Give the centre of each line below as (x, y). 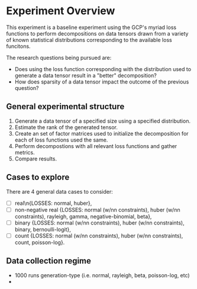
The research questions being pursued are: (59, 57)
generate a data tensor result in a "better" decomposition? (85, 75)
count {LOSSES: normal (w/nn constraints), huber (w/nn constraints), (99, 236)
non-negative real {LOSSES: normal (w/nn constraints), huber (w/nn (97, 210)
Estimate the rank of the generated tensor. (66, 127)
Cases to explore (38, 177)
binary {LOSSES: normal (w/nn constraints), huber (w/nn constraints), (99, 223)
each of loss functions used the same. (61, 140)
